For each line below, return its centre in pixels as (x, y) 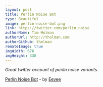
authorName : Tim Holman (30, 33)
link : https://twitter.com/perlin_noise (48, 28)
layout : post (19, 10)
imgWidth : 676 (20, 51)
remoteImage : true (24, 46)
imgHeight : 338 (21, 56)
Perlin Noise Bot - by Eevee (33, 79)
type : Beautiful (22, 19)
